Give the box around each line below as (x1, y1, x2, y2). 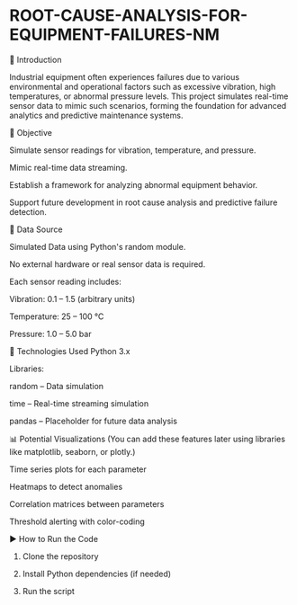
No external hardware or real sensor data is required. (9, 258, 206, 270)
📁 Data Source (9, 224, 63, 235)
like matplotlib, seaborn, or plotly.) (9, 446, 136, 457)
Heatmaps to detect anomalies (9, 481, 123, 492)
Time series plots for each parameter (9, 464, 147, 475)
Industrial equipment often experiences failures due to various (9, 71, 240, 82)
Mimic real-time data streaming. (9, 162, 128, 173)
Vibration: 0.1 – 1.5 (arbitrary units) (9, 293, 136, 304)
